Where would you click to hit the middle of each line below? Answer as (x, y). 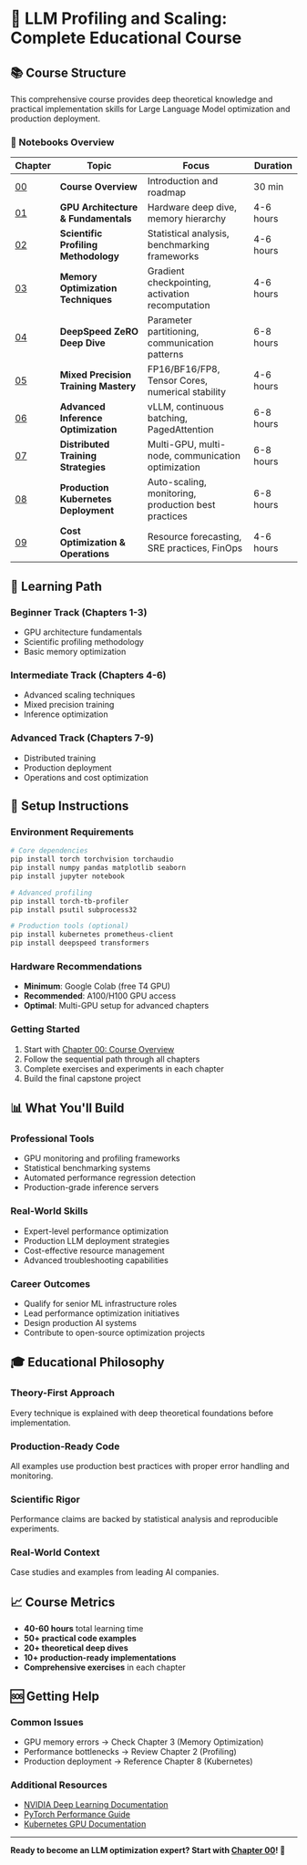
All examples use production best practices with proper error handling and (150, 1466)
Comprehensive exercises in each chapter (104, 1667)
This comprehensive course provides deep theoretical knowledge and (142, 99)
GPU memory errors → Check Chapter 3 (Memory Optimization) (143, 1742)
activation (169, 294)
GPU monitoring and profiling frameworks (102, 1158)
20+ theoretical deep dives (76, 1648)
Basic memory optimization (75, 651)
